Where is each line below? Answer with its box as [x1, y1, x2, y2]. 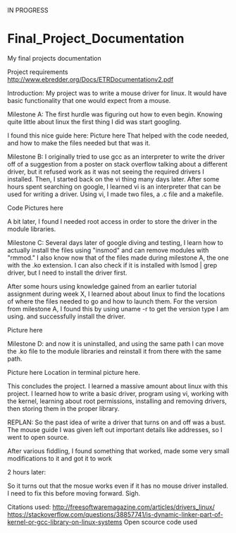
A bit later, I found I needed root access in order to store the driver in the [7, 217, 217, 225]
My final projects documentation [7, 54, 101, 62]
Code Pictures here [7, 203, 63, 212]
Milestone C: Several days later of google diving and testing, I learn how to [7, 238, 223, 246]
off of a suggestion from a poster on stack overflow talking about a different [7, 160, 228, 168]
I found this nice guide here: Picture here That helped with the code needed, [7, 131, 229, 140]
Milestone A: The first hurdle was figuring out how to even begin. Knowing [7, 109, 223, 119]
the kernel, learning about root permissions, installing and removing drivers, [7, 397, 227, 405]
